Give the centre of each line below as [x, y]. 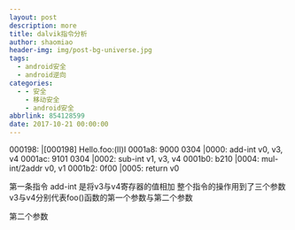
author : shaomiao [41, 42]
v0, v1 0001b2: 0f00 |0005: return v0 [112, 168]
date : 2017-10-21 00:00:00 [59, 125]
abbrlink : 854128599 [47, 116]
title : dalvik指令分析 [48, 34]
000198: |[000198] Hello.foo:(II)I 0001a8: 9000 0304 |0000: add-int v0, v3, [146, 149]
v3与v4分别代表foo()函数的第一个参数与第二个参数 [101, 197]
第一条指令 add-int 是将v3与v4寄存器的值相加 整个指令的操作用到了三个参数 [147, 186]
